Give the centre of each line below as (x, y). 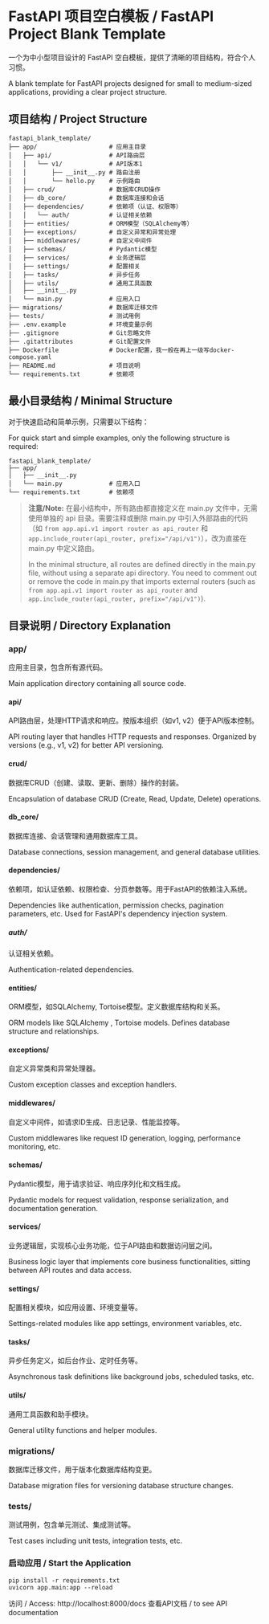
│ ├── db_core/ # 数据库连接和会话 (86, 198)
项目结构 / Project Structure (78, 119)
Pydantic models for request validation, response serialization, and (118, 1200)
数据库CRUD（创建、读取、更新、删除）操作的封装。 (96, 782)
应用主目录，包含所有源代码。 (57, 667)
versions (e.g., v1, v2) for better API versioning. (86, 745)
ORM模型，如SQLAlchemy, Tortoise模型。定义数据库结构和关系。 (116, 1007)
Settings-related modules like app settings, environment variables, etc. (125, 1324)
